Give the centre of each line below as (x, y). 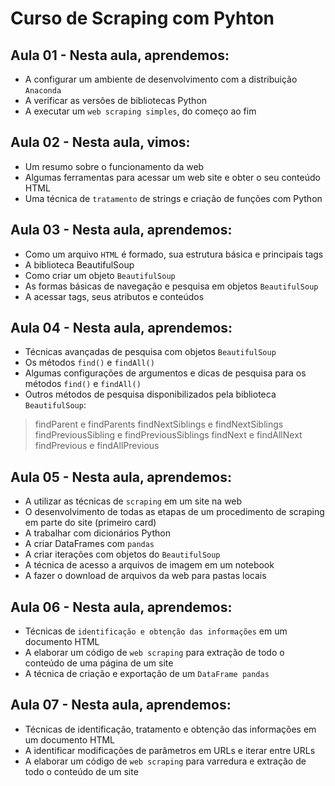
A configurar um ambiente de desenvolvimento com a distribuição (161, 79)
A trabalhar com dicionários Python (97, 533)
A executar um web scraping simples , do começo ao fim (140, 111)
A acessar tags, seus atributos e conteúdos (114, 296)
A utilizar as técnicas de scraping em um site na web (133, 501)
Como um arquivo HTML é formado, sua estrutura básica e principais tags (174, 254)
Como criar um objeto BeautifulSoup (100, 275)
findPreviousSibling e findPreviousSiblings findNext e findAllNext (168, 435)
